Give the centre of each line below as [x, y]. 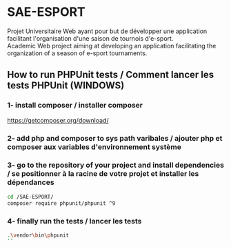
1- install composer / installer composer [75, 106]
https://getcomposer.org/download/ [58, 120]
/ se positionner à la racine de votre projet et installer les [103, 174]
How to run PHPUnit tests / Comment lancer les [111, 75]
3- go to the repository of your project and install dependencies [115, 165]
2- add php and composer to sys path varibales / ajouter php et [115, 138]
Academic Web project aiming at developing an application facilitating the [112, 46]
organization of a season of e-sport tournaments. [77, 53]
